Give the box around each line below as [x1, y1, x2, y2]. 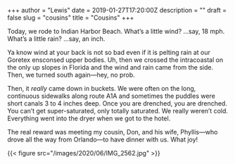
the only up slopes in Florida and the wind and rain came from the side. [7, 63, 214, 71]
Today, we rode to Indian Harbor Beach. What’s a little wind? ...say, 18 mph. [7, 27, 225, 35]
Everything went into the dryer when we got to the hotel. [7, 114, 171, 122]
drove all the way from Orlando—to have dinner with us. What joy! [7, 135, 198, 144]
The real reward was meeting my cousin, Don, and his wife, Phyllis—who [7, 128, 218, 136]
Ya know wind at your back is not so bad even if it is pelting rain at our [7, 49, 211, 56]
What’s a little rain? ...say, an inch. [7, 34, 106, 43]
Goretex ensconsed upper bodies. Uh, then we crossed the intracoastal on [7, 56, 224, 64]
